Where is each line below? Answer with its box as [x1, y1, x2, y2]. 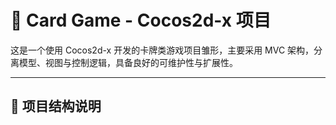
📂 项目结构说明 [10, 98, 102, 115]
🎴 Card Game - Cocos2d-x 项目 [10, 9, 272, 32]
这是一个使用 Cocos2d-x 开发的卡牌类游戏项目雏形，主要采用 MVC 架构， [10, 44, 315, 56]
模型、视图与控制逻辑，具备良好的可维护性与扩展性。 [18, 56, 238, 68]
